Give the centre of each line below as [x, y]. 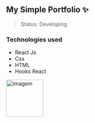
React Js [26, 52]
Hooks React [30, 71]
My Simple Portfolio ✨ [47, 10]
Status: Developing [44, 24]
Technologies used [34, 39]
